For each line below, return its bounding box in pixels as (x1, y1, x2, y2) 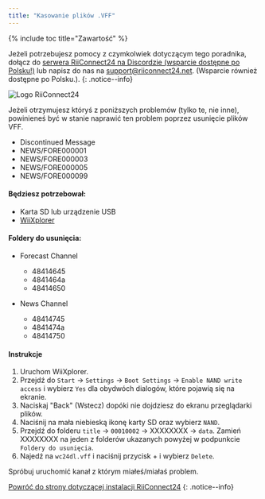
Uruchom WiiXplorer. (19, 367, 89, 377)
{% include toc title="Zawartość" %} (8, 33, 128, 43)
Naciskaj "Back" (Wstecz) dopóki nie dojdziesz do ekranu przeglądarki (19, 400, 252, 410)
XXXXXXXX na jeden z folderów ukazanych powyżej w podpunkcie (19, 435, 240, 444)
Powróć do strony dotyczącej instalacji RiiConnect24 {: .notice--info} (8, 482, 235, 492)
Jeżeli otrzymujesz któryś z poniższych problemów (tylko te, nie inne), (8, 105, 240, 114)
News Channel (19, 299, 68, 308)
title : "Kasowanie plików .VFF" (8, 11, 115, 20)
